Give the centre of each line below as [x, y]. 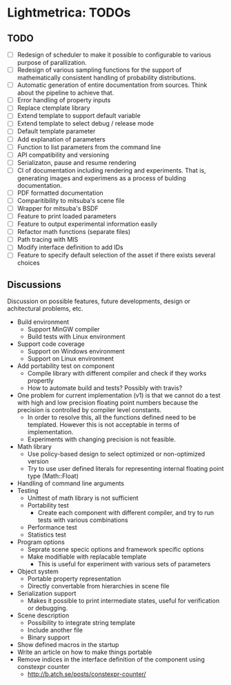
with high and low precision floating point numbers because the [108, 403]
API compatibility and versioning [63, 155]
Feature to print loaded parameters [67, 216]
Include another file [55, 630]
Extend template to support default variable [79, 116]
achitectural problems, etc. [45, 309]
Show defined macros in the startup [68, 645]
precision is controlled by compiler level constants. [89, 410]
